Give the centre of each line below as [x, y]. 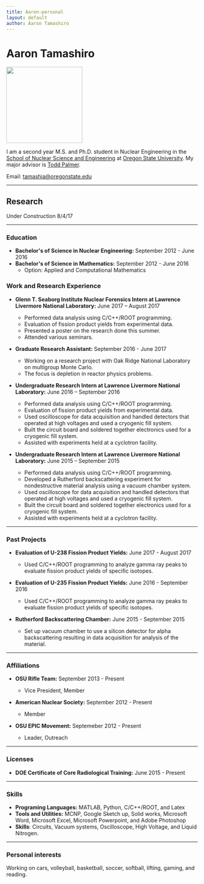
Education [22, 238]
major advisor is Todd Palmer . [43, 164]
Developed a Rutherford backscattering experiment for [93, 479]
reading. [17, 874]
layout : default [27, 18]
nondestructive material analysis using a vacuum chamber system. [107, 486]
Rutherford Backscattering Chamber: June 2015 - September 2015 [100, 620]
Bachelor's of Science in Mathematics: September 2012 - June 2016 [102, 264]
